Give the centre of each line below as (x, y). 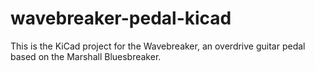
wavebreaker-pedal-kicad (121, 18)
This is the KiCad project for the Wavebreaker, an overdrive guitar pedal (158, 46)
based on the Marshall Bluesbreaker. (86, 56)
